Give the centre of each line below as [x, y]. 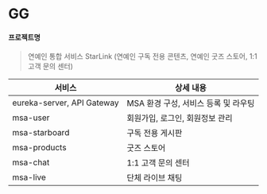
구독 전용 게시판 [155, 134]
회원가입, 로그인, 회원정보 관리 [180, 118]
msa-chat [31, 162]
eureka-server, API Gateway [66, 103]
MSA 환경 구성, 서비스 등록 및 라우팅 [191, 103]
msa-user [31, 118]
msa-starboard [41, 133]
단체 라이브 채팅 [155, 178]
